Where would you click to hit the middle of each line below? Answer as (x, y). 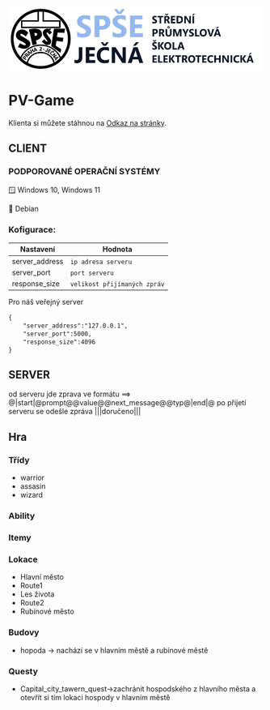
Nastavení (38, 250)
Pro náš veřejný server (46, 302)
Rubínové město (47, 612)
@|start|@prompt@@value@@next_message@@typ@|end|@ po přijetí (127, 403)
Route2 (32, 603)
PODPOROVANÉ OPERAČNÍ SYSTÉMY (84, 172)
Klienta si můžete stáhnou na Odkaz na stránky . (88, 122)
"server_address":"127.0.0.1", (76, 326)
